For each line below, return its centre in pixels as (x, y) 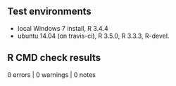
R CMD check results (54, 58)
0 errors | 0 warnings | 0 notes (52, 74)
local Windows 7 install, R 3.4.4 (63, 28)
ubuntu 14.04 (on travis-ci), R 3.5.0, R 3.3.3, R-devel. (93, 36)
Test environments (49, 12)
